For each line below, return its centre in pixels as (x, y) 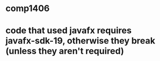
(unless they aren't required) (65, 51)
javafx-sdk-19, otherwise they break (80, 41)
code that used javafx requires (69, 31)
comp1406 (28, 8)
